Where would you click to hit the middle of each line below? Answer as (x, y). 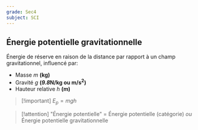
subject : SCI (23, 18)
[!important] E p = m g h (49, 101)
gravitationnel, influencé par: (42, 63)
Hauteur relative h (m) (43, 89)
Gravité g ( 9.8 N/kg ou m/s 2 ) (51, 82)
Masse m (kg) (32, 75)
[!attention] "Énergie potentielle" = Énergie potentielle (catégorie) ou (107, 114)
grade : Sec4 (21, 12)
